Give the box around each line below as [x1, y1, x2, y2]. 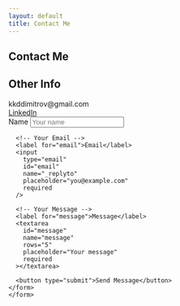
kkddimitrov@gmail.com [8, 98, 89, 108]
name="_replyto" [23, 169, 79, 177]
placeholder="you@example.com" [23, 177, 129, 185]
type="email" [23, 155, 67, 164]
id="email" [23, 162, 60, 171]
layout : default [8, 11, 63, 20]
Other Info [8, 77, 61, 91]
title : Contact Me [8, 20, 71, 28]
